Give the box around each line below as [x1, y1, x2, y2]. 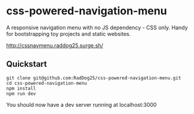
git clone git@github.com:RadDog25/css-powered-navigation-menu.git [6, 75, 181, 81]
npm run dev [6, 91, 36, 97]
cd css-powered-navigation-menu [6, 80, 87, 86]
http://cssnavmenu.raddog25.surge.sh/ [6, 42, 103, 49]
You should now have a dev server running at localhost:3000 [6, 101, 157, 108]
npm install [6, 85, 36, 91]
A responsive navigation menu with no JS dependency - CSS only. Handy [6, 24, 188, 31]
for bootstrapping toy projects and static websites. [6, 30, 131, 37]
